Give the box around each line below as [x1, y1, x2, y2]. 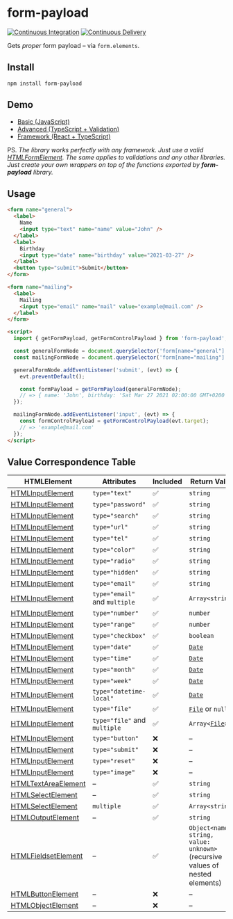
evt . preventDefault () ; [19, 373, 85, 380]
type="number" [92, 609, 139, 617]
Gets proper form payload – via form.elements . [7, 41, 140, 49]
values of [189, 861, 220, 870]
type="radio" [92, 557, 135, 565]
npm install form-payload [7, 80, 82, 87]
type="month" [92, 666, 135, 674]
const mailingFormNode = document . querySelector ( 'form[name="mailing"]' [13, 353, 228, 361]
